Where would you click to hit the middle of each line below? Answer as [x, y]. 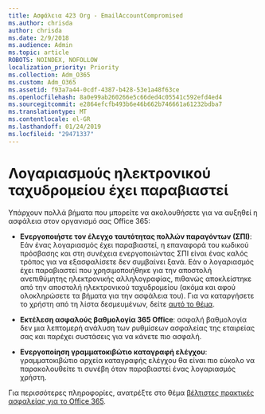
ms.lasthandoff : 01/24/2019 [55, 127]
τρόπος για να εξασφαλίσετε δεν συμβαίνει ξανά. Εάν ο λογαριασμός [137, 262]
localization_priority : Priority [64, 68]
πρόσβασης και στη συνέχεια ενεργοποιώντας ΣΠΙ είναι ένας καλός [134, 253]
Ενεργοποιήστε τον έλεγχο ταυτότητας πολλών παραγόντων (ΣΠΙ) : [136, 236]
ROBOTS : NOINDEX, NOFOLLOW [53, 61]
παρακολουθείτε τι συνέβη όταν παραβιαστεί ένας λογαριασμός [128, 369]
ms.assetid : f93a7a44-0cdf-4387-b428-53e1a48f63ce [94, 90]
